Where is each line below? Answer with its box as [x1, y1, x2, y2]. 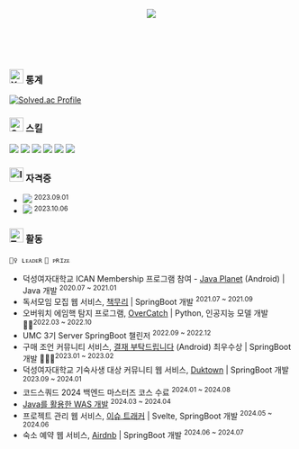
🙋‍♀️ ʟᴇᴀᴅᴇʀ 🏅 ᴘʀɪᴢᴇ [9, 256, 70, 265]
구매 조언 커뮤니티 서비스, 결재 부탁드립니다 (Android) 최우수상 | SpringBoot [22, 342, 292, 353]
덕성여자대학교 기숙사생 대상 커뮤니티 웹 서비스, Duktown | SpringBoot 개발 [22, 364, 290, 375]
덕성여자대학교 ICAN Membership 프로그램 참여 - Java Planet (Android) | [22, 273, 285, 283]
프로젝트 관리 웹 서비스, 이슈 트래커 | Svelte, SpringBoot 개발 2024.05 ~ [22, 409, 273, 421]
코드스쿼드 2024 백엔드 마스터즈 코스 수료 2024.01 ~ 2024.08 [22, 385, 231, 398]
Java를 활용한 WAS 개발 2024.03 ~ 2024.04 [22, 397, 171, 409]
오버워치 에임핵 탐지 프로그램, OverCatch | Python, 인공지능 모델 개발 [22, 307, 268, 319]
